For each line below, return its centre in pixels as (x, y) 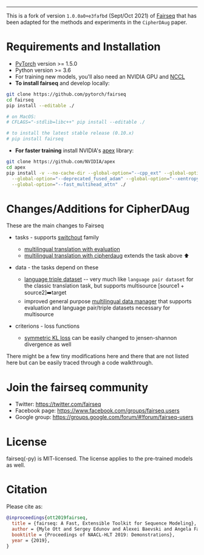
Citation (27, 490)
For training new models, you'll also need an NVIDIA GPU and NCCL (100, 76)
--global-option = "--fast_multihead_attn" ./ (69, 184)
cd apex (16, 167)
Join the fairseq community (77, 387)
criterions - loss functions (47, 326)
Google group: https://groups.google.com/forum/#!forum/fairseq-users (104, 417)
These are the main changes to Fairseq (55, 225)
